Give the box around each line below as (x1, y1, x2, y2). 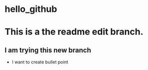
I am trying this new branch (4, 46, 91, 54)
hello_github (4, 3, 57, 15)
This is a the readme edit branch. (4, 26, 144, 38)
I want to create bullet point (11, 59, 68, 65)
